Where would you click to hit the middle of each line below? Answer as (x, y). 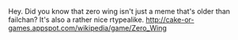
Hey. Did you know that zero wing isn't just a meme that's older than (119, 11)
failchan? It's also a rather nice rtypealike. (76, 20)
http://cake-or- (170, 20)
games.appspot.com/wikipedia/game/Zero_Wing (88, 28)
